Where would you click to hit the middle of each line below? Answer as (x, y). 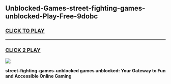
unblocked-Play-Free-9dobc (52, 17)
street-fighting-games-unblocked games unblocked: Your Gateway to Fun (85, 70)
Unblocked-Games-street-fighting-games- (75, 8)
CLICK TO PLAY (25, 31)
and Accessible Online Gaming (38, 76)
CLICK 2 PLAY (23, 50)
